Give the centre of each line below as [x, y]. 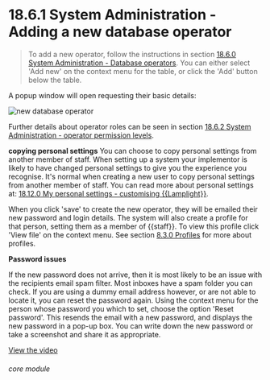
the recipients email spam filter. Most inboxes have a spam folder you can [131, 283]
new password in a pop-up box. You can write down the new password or [131, 326]
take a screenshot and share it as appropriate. [85, 334]
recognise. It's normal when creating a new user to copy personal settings [132, 176]
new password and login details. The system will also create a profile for [128, 217]
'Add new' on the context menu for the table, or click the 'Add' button [143, 71]
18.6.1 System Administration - [112, 15]
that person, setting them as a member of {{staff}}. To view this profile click [134, 226]
